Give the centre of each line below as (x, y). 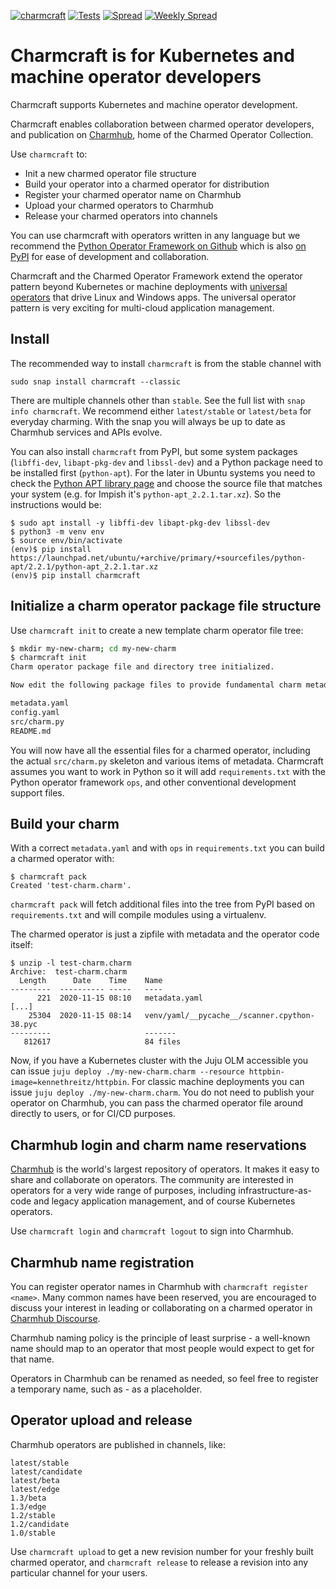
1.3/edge (28, 1506)
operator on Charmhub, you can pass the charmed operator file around (157, 1103)
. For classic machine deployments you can (215, 1082)
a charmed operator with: (62, 859)
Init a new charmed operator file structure (110, 173)
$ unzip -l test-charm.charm (71, 963)
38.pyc (24, 1025)
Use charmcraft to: (49, 154)
